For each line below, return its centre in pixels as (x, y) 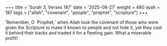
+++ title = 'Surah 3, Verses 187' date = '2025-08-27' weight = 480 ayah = (82, 7)
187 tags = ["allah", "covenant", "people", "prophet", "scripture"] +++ (76, 12)
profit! (12, 38)
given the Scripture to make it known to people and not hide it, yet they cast (84, 27)
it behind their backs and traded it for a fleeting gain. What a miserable (78, 33)
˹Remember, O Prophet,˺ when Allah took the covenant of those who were (82, 22)
